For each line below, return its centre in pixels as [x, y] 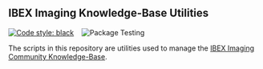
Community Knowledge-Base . [58, 56]
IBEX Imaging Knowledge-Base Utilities [109, 13]
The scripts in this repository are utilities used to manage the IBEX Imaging [131, 48]
